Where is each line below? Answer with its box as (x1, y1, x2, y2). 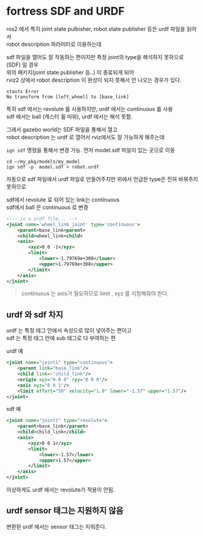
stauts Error (6, 88, 40, 95)
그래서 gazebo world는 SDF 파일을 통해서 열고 (6, 126, 118, 133)
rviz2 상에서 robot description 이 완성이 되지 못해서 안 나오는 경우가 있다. (6, 76, 181, 84)
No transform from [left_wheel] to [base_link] (6, 93, 130, 100)
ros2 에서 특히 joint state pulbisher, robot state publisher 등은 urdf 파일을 (6, 25, 186, 32)
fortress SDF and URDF (6, 4, 125, 18)
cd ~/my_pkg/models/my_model (6, 159, 80, 165)
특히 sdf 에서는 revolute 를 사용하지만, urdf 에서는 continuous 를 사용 (6, 105, 174, 112)
